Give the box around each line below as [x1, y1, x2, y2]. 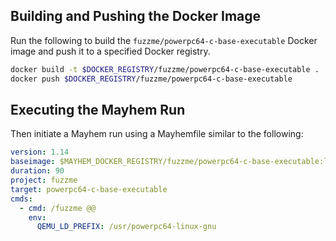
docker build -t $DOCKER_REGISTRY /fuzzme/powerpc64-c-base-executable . [10, 64, 320, 74]
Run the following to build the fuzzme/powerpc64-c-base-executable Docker [10, 34, 318, 46]
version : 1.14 [10, 147, 70, 158]
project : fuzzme [10, 175, 78, 185]
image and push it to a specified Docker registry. [10, 45, 211, 57]
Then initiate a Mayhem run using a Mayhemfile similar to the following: [10, 128, 304, 140]
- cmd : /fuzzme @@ [19, 203, 97, 213]
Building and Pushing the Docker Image [10, 8, 262, 25]
